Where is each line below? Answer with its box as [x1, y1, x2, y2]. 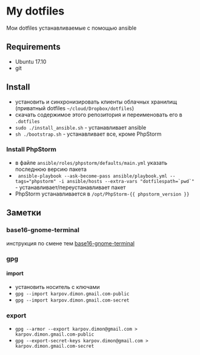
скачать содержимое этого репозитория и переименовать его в [15, 111, 183, 118]
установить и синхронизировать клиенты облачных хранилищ [15, 98, 178, 105]
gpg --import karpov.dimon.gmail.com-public [15, 291, 130, 297]
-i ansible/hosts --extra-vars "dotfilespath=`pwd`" [58, 178, 195, 184]
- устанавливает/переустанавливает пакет [15, 184, 126, 191]
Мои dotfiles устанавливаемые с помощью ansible [6, 24, 137, 32]
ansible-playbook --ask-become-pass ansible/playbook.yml [18, 173, 168, 179]
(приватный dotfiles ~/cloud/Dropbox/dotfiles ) [15, 104, 135, 111]
